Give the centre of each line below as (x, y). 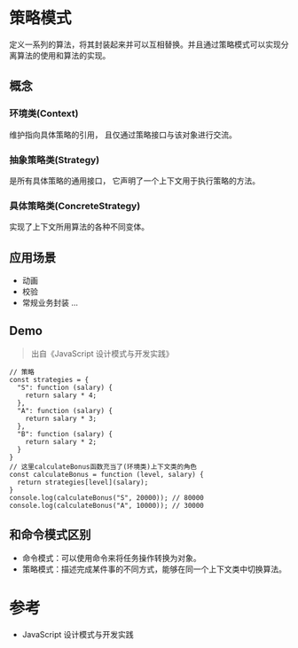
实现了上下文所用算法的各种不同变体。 (79, 227)
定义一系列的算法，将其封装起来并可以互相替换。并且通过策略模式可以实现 (145, 44)
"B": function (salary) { (65, 434)
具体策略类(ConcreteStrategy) (75, 206)
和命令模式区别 (50, 535)
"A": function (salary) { (65, 410)
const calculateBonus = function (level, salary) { (106, 474)
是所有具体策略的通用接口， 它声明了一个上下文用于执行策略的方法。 (134, 180)
